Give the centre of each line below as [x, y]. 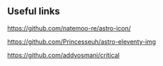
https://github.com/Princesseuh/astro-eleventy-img [81, 42]
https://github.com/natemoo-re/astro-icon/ [69, 28]
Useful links [34, 11]
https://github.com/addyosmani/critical [64, 55]
